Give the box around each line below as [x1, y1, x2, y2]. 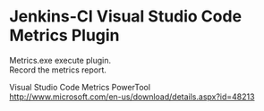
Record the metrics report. [9, 64, 107, 75]
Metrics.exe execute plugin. [9, 55, 112, 65]
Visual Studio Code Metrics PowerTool [9, 81, 150, 92]
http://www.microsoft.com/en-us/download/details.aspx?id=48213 [9, 91, 255, 102]
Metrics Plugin [9, 25, 120, 46]
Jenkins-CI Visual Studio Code [9, 6, 243, 27]
